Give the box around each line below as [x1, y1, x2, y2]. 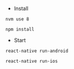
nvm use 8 [5, 16, 30, 22]
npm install [5, 26, 34, 32]
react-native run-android [5, 48, 68, 54]
